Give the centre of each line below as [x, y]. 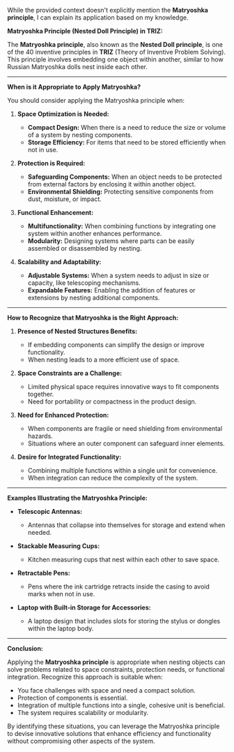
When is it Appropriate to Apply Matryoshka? [74, 87]
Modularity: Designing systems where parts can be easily [111, 241]
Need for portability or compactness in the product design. [112, 401]
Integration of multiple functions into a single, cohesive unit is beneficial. [121, 705]
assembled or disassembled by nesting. [85, 248]
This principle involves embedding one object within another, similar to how [116, 59]
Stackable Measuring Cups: [58, 546]
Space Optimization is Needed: [63, 114]
